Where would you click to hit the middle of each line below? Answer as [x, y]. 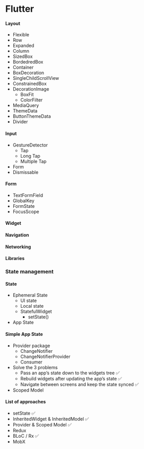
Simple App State [24, 334]
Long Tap [30, 156]
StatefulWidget [36, 312]
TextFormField [28, 195]
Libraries [15, 259]
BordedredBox [28, 62]
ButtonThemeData [32, 116]
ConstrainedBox [30, 84]
